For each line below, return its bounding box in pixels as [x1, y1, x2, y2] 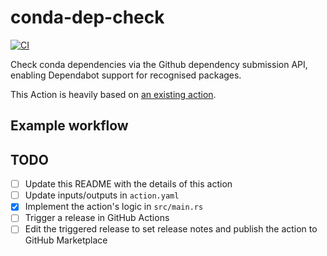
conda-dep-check [10, 6, 165, 29]
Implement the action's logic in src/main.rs [24, 201, 204, 213]
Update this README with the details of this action [24, 178, 233, 190]
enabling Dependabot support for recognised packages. [10, 69, 242, 81]
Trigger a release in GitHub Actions [24, 212, 170, 224]
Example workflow [10, 117, 129, 135]
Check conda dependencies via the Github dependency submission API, [10, 58, 308, 70]
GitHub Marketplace [24, 234, 108, 246]
